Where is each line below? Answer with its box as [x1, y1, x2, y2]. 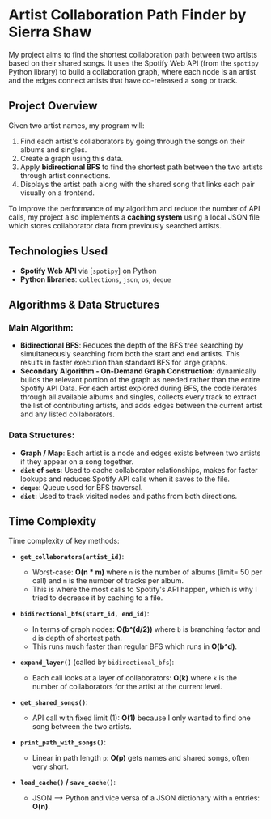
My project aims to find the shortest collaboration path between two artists [8, 49, 257, 59]
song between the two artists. [32, 722, 132, 732]
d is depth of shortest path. [32, 633, 123, 643]
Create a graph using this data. [19, 153, 124, 163]
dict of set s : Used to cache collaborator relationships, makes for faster [19, 465, 258, 475]
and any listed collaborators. [19, 409, 116, 419]
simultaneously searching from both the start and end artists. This [19, 349, 240, 359]
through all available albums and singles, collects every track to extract [19, 392, 257, 402]
